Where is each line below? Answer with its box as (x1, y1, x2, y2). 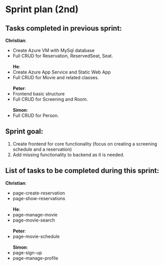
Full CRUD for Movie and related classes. (12, 75, 99, 80)
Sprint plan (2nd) (5, 4, 79, 15)
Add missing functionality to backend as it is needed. (12, 152, 125, 158)
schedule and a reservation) (12, 146, 73, 152)
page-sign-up (12, 249, 42, 256)
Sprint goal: (5, 127, 43, 136)
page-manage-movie (12, 211, 58, 217)
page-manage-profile (12, 255, 59, 261)
